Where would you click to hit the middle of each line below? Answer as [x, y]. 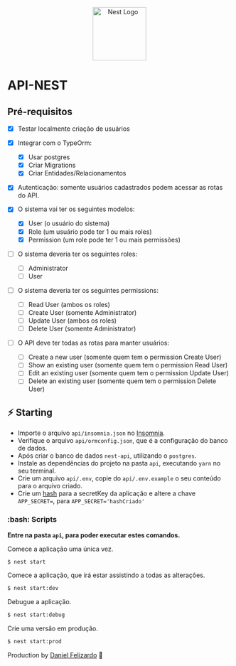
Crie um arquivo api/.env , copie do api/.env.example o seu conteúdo [119, 478]
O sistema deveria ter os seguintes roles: [77, 254]
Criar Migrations [52, 165]
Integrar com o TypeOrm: [55, 143]
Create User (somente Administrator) [82, 312]
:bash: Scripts [32, 520]
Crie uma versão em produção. [53, 628]
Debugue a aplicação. [39, 602]
